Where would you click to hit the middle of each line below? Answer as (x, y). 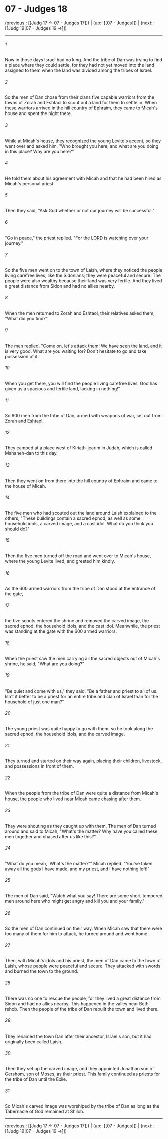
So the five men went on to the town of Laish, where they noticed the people (84, 270)
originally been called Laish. (34, 1041)
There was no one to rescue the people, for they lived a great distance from (83, 998)
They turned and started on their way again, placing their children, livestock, (84, 761)
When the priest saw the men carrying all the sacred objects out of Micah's (83, 658)
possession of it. (22, 356)
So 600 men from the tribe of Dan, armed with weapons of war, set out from (83, 416)
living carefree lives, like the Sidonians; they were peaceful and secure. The (83, 275)
